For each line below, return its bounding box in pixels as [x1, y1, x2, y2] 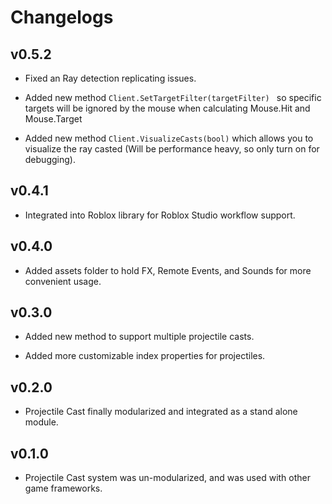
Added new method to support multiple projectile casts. [24, 331, 255, 343]
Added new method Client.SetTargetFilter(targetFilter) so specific [24, 92, 322, 103]
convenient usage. [24, 275, 102, 287]
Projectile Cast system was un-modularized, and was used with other [24, 472, 312, 484]
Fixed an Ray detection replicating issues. [24, 72, 197, 84]
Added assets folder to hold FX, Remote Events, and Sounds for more [24, 264, 312, 276]
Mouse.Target [24, 113, 83, 125]
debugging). [24, 154, 76, 165]
